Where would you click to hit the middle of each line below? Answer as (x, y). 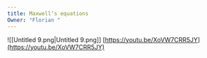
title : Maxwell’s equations (48, 13)
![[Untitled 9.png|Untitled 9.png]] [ (56, 39)
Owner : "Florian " (34, 20)
